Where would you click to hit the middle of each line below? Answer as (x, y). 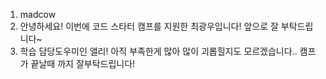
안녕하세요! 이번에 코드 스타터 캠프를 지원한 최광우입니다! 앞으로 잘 (149, 26)
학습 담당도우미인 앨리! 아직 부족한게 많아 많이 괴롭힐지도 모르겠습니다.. (158, 51)
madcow (38, 14)
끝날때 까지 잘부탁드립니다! (83, 63)
